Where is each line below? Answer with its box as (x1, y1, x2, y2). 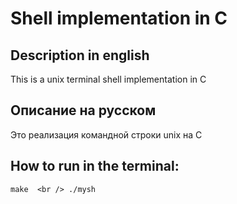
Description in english (10, 47, 150, 64)
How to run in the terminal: (10, 158, 180, 175)
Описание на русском (10, 102, 157, 119)
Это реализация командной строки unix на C (10, 128, 203, 141)
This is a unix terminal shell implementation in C (10, 73, 207, 85)
